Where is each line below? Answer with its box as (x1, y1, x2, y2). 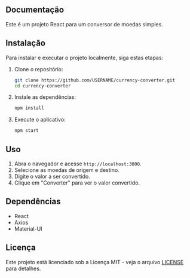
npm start (14, 128, 39, 134)
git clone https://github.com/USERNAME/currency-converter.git (14, 77, 176, 83)
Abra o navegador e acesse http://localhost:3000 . (14, 160, 142, 167)
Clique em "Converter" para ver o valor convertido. (14, 179, 140, 186)
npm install (14, 105, 44, 111)
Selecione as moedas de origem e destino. (14, 166, 120, 173)
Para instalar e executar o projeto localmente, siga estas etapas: (5, 54, 164, 61)
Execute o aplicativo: (14, 116, 66, 123)
